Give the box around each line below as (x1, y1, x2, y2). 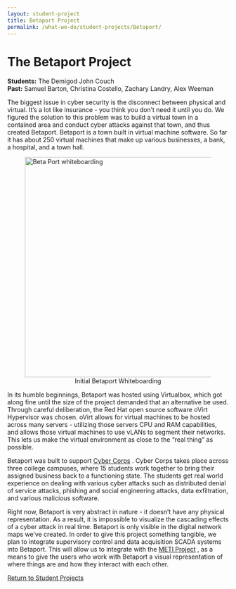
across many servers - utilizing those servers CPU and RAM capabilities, (7, 421, 218, 429)
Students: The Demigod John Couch (7, 77, 114, 85)
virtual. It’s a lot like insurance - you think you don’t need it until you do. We (7, 106, 225, 114)
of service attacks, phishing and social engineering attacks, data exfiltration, (7, 487, 228, 495)
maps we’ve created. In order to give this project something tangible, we (7, 530, 216, 539)
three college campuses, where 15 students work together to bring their (7, 464, 215, 473)
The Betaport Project (7, 54, 131, 70)
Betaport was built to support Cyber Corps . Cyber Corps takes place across (7, 457, 229, 465)
